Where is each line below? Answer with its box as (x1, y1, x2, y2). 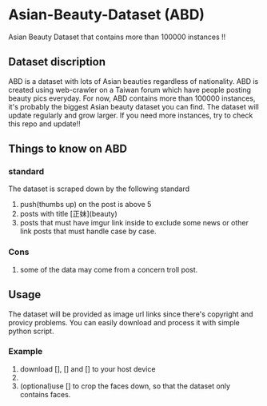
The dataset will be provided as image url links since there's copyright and (8, 309, 253, 319)
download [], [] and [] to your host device (19, 364, 156, 373)
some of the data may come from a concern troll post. (19, 265, 198, 274)
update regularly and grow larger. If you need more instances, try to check (8, 110, 253, 120)
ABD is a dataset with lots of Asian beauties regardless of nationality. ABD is (8, 76, 259, 86)
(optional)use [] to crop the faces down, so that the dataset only (19, 381, 230, 391)
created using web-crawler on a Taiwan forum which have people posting (8, 85, 252, 94)
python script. (8, 326, 54, 336)
